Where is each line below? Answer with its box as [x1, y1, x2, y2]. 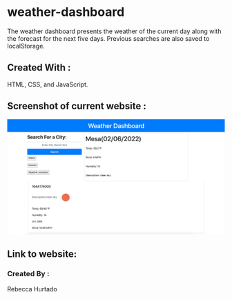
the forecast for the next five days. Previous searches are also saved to [7, 34, 210, 42]
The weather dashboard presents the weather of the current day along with [7, 27, 222, 35]
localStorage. [7, 42, 45, 50]
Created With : [7, 62, 71, 73]
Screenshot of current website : [7, 100, 146, 112]
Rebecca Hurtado [7, 284, 57, 293]
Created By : [7, 269, 50, 279]
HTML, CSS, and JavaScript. [7, 80, 88, 89]
